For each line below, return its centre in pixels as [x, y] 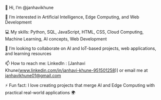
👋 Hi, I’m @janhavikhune [29, 8]
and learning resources [28, 53]
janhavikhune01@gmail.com [33, 75]
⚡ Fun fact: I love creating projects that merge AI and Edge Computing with [80, 85]
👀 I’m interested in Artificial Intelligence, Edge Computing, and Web [72, 17]
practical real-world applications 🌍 [40, 92]
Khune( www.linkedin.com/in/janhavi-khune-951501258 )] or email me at [77, 70]
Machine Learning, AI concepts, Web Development [56, 39]
